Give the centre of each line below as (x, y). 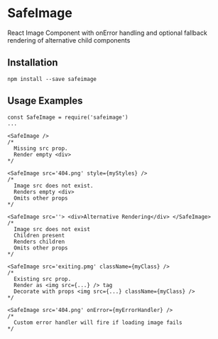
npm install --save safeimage (52, 79)
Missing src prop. (41, 148)
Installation (33, 63)
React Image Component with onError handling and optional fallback (107, 33)
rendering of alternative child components (69, 40)
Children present (39, 235)
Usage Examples (45, 101)
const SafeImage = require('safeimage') (68, 117)
